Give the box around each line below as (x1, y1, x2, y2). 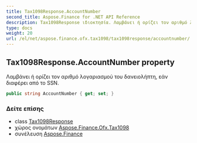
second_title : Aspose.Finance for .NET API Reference (6, 14, 141, 20)
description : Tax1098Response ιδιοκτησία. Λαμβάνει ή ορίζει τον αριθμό (6, 19, 188, 25)
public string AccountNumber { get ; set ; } (6, 90, 114, 97)
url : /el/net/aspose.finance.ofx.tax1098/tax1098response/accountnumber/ (6, 36, 191, 42)
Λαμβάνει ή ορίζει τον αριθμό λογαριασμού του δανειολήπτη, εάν (6, 73, 168, 80)
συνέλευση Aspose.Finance (14, 130, 83, 137)
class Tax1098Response (14, 118, 73, 125)
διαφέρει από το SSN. (6, 79, 59, 86)
